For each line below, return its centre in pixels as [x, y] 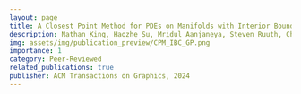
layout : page [34, 17]
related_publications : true [62, 68]
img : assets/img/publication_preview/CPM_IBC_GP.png [110, 43]
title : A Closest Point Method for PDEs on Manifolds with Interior [140, 26]
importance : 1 [36, 51]
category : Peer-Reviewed [56, 59]
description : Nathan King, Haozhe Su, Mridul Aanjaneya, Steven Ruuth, [146, 34]
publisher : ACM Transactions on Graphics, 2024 [100, 76]
